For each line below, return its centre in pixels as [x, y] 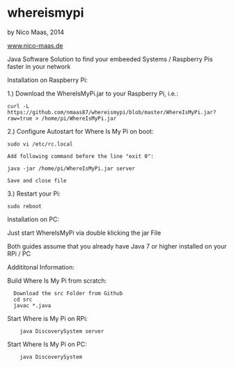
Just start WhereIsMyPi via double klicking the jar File [84, 233]
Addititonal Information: [41, 267]
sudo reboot [24, 206]
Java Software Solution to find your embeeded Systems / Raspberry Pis [110, 59]
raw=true [20, 118]
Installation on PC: [33, 219]
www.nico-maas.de [36, 45]
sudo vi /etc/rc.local [40, 144]
